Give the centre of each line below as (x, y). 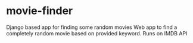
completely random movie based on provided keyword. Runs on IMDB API (97, 33)
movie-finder (40, 11)
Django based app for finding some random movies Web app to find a (92, 27)
